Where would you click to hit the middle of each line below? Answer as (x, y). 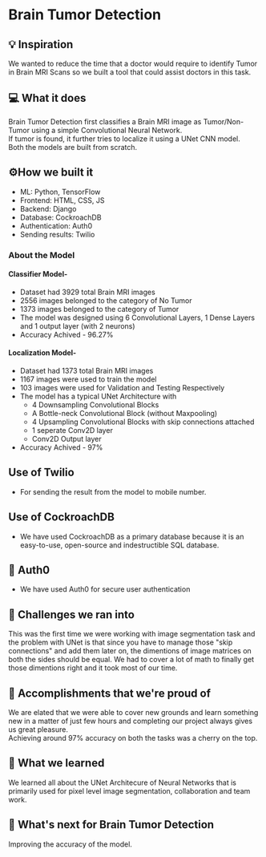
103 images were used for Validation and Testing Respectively (122, 387)
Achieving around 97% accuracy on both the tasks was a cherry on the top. (133, 738)
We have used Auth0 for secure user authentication (105, 589)
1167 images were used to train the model (88, 379)
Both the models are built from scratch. (73, 147)
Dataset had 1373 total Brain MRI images (87, 370)
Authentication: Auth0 (56, 225)
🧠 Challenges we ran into (71, 614)
